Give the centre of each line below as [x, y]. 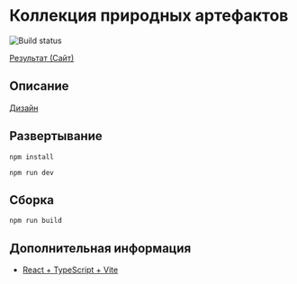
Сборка [31, 200]
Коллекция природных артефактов [149, 16]
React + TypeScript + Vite [70, 270]
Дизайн [24, 108]
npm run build [36, 221]
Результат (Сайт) [42, 58]
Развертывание [56, 136]
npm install [31, 157]
